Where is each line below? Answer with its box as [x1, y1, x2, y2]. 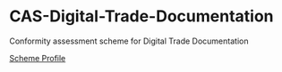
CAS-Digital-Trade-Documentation [9, 6, 274, 27]
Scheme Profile [9, 52, 66, 63]
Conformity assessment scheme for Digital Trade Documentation [9, 36, 249, 46]
